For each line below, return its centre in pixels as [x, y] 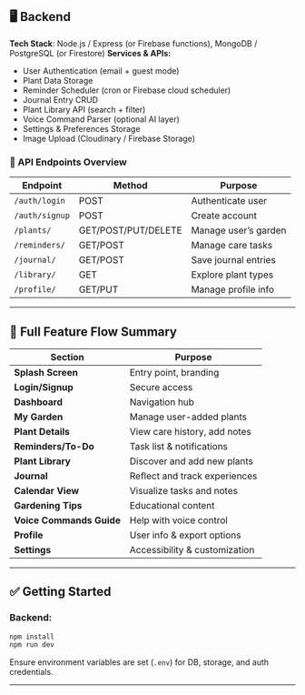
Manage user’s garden [239, 230]
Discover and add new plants [192, 461]
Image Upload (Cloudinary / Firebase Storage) [108, 138]
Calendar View [47, 490]
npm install [32, 637]
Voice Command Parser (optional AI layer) [101, 119]
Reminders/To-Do [54, 446]
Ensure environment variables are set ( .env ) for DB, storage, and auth [139, 662]
